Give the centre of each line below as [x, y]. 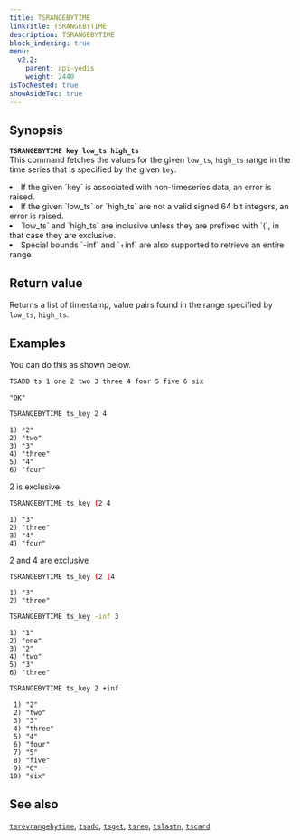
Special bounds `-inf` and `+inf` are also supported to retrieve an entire [153, 245]
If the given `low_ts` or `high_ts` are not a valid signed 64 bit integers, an [155, 207]
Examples [37, 343]
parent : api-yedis [60, 69]
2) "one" [26, 641]
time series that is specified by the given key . [93, 169]
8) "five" [32, 761]
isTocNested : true [44, 85]
